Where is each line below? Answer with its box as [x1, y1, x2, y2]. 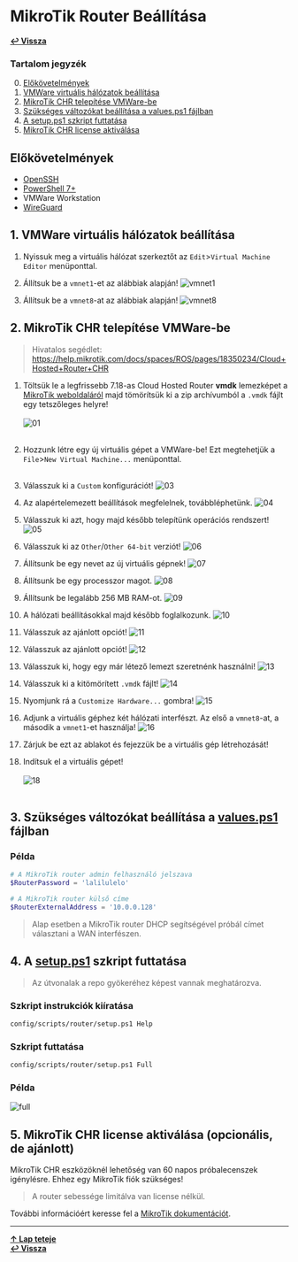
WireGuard [22, 202, 63, 213]
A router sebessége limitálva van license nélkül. [31, 1191, 206, 1202]
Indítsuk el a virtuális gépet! [22, 756, 124, 766]
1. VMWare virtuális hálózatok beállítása [10, 227, 235, 242]
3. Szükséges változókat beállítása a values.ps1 [10, 810, 279, 825]
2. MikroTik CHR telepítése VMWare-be [10, 320, 231, 335]
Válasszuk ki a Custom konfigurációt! [22, 480, 154, 490]
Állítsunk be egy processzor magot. [22, 575, 153, 586]
